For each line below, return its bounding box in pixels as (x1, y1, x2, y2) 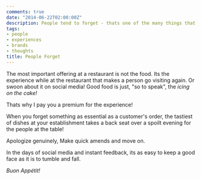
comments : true (6, 8, 45, 15)
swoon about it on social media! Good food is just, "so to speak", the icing (6, 82, 190, 90)
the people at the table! (6, 125, 65, 132)
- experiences (6, 37, 42, 43)
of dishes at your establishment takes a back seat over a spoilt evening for (6, 119, 191, 126)
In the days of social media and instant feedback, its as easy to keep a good (6, 149, 195, 156)
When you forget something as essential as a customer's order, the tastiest (6, 113, 193, 120)
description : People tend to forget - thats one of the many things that (6, 20, 196, 26)
